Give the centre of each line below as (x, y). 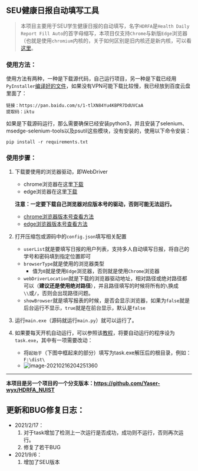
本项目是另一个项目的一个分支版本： (50, 383)
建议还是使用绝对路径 (65, 286)
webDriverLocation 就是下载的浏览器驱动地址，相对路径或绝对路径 (103, 278)
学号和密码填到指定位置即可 (57, 256)
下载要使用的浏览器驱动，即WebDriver (61, 172)
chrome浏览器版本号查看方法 (59, 217)
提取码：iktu (20, 112)
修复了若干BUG (42, 447)
